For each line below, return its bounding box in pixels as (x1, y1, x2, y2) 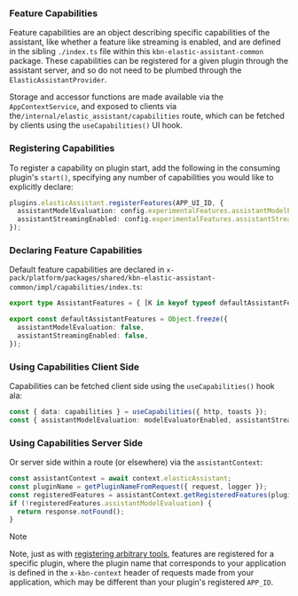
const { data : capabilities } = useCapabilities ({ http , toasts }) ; (9, 408, 268, 417)
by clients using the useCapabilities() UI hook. (9, 120, 184, 131)
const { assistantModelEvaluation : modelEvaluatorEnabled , (9, 416, 232, 425)
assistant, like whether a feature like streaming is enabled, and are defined (9, 36, 281, 47)
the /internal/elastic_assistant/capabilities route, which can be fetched (9, 110, 286, 122)
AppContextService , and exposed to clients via (9, 101, 177, 112)
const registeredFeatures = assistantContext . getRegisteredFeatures (9, 490, 268, 499)
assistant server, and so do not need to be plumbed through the (9, 65, 242, 75)
